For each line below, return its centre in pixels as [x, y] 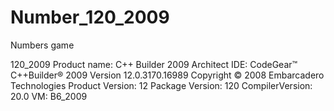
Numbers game [42, 45]
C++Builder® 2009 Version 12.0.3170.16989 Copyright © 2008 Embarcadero [167, 75]
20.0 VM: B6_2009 [49, 96]
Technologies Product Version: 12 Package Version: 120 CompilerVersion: [161, 85]
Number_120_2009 [90, 17]
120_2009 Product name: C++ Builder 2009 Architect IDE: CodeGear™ [154, 64]
